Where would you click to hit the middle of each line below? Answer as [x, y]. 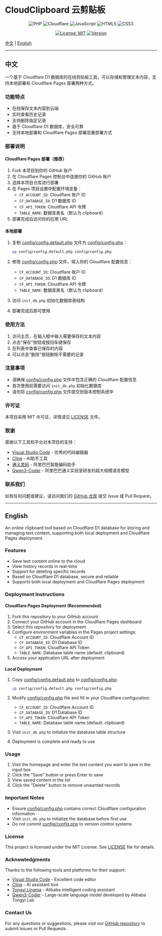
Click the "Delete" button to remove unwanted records [66, 785]
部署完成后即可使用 [31, 311]
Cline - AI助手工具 [30, 458]
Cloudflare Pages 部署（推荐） [36, 159]
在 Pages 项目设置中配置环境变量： [47, 189]
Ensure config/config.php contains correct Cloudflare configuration [79, 808]
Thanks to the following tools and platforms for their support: [66, 870]
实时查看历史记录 [29, 114]
